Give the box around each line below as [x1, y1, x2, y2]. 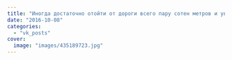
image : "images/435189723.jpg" [13, 42, 104, 49]
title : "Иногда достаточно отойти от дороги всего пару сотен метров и [7, 10, 217, 17]
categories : [7, 23, 41, 30]
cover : [7, 36, 26, 43]
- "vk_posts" [13, 29, 51, 37]
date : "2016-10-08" [7, 17, 64, 23]
